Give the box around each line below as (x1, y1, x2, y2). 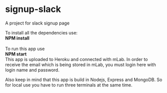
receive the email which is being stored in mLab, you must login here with (5, 61, 156, 67)
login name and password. (5, 66, 60, 73)
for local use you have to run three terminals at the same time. (5, 81, 133, 88)
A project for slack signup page (5, 20, 70, 26)
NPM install (5, 35, 30, 41)
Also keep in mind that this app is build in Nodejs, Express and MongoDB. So (5, 76, 163, 82)
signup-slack (5, 3, 61, 15)
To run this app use (5, 45, 45, 51)
